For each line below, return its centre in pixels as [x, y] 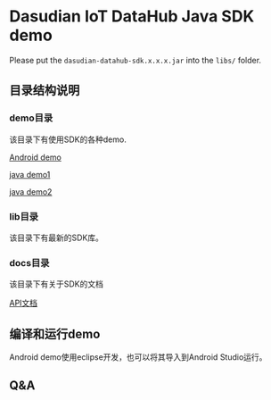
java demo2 [31, 192]
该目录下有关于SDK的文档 [57, 284]
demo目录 [31, 118]
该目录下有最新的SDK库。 [57, 237]
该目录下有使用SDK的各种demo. [68, 139]
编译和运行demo [55, 333]
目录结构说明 [45, 91]
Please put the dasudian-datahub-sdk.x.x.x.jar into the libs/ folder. [135, 60]
